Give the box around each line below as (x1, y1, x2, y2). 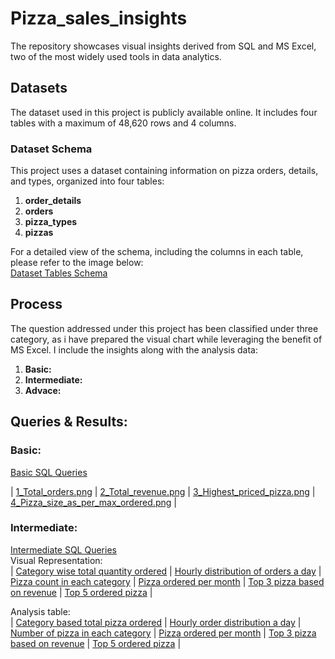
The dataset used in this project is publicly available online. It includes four (10, 106, 318, 118)
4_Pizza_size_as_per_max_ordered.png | (10, 496, 177, 508)
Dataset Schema (10, 142, 93, 156)
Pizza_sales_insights (10, 7, 188, 30)
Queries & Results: (10, 413, 128, 431)
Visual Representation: (10, 554, 103, 566)
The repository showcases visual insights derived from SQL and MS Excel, (10, 40, 317, 52)
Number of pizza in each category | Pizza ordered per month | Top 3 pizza (10, 627, 317, 639)
